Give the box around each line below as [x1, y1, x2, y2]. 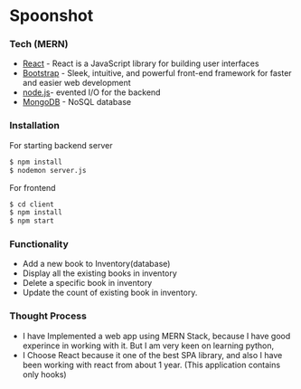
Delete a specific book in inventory [22, 278, 153, 289]
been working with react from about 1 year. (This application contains [22, 359, 281, 370]
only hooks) [22, 368, 67, 380]
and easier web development [22, 78, 131, 89]
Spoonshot [9, 5, 94, 26]
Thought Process [9, 309, 88, 322]
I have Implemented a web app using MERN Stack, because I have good [22, 330, 291, 341]
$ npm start [9, 216, 54, 226]
